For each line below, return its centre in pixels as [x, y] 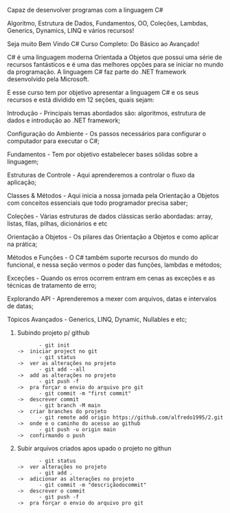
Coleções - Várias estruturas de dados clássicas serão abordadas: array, [110, 216]
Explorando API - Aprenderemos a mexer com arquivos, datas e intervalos [112, 299]
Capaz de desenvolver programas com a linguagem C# [85, 10]
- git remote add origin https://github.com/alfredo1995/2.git [131, 417]
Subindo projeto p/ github [53, 332]
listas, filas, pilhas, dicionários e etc [57, 223]
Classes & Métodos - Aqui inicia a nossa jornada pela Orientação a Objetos [113, 196]
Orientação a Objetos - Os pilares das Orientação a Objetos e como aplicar [113, 237]
